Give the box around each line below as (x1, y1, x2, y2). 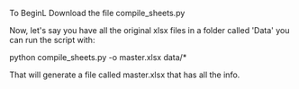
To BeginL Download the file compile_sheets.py (9, 8, 186, 18)
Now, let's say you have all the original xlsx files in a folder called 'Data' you (9, 25, 290, 35)
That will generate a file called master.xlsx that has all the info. (9, 69, 240, 80)
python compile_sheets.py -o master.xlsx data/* (9, 52, 187, 62)
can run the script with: (9, 35, 95, 45)
